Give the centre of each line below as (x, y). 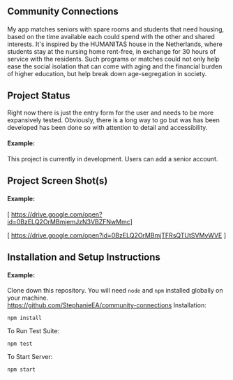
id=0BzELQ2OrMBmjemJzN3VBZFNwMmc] (70, 221)
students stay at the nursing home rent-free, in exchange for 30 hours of (112, 51)
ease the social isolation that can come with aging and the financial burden (115, 66)
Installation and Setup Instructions (84, 257)
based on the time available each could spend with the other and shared (111, 36)
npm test (20, 344)
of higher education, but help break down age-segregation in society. (107, 73)
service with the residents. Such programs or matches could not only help (113, 59)
